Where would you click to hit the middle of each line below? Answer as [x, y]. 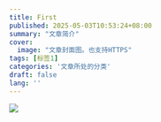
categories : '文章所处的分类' [60, 67]
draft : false [33, 75]
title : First [33, 17]
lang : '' [25, 83]
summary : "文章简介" [44, 34]
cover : [21, 42]
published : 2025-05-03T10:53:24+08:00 [80, 26]
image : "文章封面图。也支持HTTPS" [75, 50]
